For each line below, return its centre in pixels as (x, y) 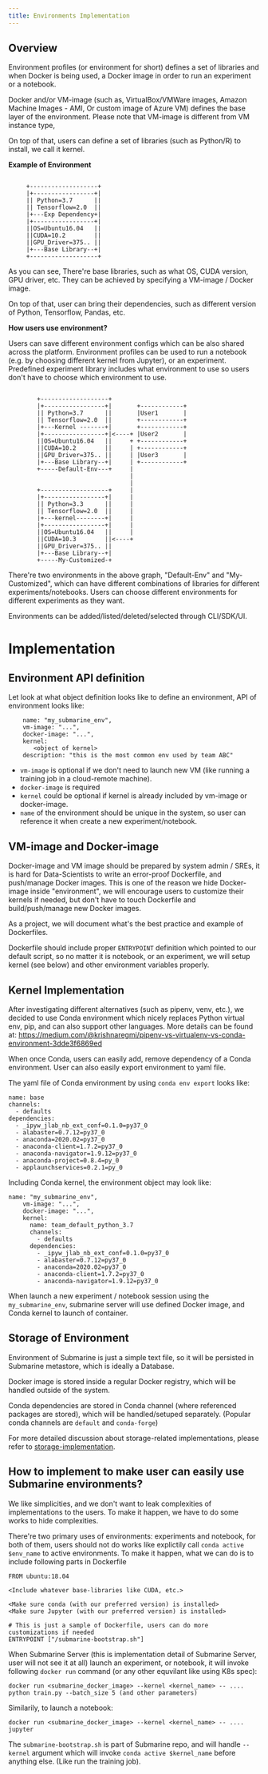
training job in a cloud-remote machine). (86, 779)
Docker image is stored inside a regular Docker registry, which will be (122, 1381)
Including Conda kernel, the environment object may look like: (110, 1182)
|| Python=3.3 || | (85, 504)
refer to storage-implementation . (62, 1447)
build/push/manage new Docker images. (75, 909)
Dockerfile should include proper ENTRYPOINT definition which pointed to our (132, 948)
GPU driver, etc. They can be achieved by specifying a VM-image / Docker (131, 280)
